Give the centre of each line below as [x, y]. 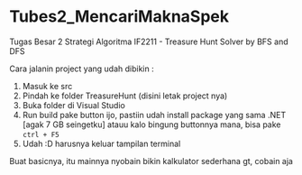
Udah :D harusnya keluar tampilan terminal [101, 143]
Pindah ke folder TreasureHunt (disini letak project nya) [125, 96]
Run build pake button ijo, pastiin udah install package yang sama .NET [154, 115]
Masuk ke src [47, 86]
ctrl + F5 [41, 134]
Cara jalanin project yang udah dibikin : [82, 69]
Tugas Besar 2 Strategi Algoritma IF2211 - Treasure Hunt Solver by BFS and [149, 41]
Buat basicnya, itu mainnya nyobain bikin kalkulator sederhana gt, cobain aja [151, 161]
